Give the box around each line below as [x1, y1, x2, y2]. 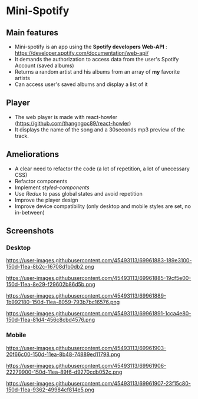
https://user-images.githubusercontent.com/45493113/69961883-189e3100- [6, 257, 192, 264]
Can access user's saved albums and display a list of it [14, 81, 148, 88]
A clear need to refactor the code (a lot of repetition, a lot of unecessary [14, 165, 190, 172]
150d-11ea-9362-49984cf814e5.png [6, 386, 95, 393]
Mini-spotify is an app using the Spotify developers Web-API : [14, 43, 167, 50]
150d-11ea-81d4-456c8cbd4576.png [6, 316, 95, 324]
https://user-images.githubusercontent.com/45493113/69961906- [6, 362, 167, 369]
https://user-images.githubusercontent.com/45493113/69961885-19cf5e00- [6, 275, 192, 282]
